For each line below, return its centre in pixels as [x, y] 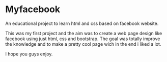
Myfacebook [33, 9]
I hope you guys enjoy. [29, 54]
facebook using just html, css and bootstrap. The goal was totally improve [83, 39]
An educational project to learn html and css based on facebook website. [82, 23]
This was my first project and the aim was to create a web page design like [84, 33]
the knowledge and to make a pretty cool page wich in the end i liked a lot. [83, 44]
